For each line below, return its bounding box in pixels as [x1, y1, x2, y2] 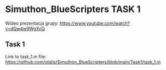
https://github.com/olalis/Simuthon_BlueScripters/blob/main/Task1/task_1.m [5, 59, 161, 65]
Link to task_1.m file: [5, 53, 47, 59]
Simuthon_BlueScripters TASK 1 [5, 4, 141, 15]
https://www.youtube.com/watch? [59, 20, 130, 26]
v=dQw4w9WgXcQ [5, 25, 45, 31]
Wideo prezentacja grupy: [5, 20, 59, 26]
